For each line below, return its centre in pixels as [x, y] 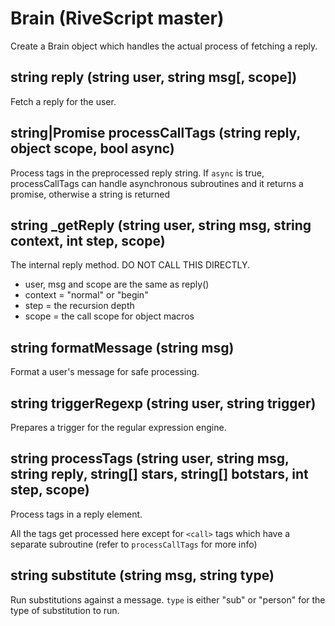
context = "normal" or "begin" [86, 295]
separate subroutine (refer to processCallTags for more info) [134, 544]
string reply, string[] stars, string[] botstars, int [159, 474]
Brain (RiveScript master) [117, 18]
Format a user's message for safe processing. [105, 372]
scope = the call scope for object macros [109, 316]
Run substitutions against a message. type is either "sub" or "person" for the [168, 599]
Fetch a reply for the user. [63, 101]
